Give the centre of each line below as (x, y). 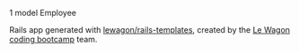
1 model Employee (43, 13)
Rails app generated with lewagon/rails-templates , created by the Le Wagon (149, 30)
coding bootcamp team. (53, 39)
